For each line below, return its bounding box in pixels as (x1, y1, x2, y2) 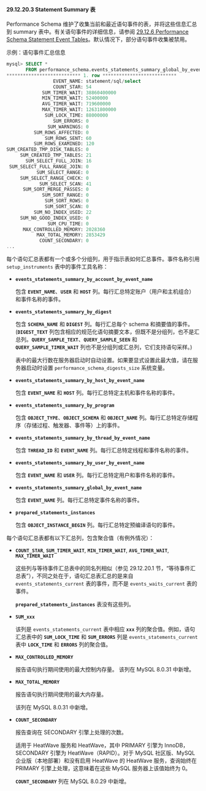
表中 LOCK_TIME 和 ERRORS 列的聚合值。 (15, 641, 112, 648)
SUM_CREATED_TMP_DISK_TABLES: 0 (6, 147, 89, 153)
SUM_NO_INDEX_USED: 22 (33, 209, 92, 215)
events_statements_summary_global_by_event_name (15, 485, 142, 491)
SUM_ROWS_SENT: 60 (45, 135, 92, 141)
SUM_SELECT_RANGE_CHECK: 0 (20, 175, 89, 181)
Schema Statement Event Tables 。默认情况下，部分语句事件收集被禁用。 (6, 36, 191, 43)
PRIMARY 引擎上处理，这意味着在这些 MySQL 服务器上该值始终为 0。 (15, 765, 191, 772)
